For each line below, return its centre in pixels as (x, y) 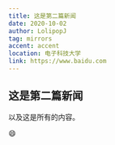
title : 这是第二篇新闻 (43, 16)
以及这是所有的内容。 (44, 117)
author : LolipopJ (38, 31)
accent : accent (34, 46)
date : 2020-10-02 (38, 23)
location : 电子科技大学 (45, 53)
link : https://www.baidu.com (57, 62)
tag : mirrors (30, 38)
